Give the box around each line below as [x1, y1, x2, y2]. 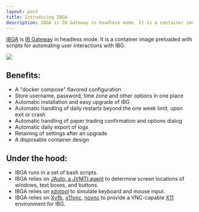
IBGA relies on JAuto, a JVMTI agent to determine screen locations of [14, 175, 185, 182]
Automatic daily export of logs [14, 123, 89, 131]
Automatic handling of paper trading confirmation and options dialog [14, 118, 182, 125]
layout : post [6, 8, 38, 15]
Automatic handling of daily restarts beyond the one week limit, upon [14, 105, 183, 112]
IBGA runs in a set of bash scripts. [14, 169, 98, 176]
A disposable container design [14, 136, 89, 143]
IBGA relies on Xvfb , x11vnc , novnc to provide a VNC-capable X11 [14, 194, 174, 201]
